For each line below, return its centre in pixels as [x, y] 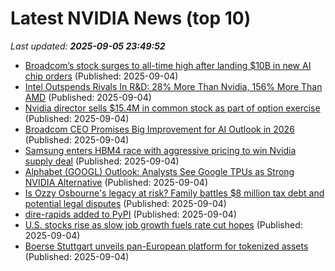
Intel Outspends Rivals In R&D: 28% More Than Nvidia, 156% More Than [173, 86]
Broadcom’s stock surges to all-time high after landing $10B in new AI [168, 65]
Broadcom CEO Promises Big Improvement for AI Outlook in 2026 [159, 129]
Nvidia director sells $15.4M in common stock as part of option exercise [172, 108]
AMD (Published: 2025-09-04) [88, 97]
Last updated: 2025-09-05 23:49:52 [88, 46]
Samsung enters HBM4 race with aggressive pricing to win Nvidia [160, 150]
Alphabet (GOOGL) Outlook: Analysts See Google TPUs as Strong [159, 171]
